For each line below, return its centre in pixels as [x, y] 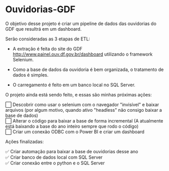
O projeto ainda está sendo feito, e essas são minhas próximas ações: [78, 94]
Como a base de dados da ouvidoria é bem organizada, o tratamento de [88, 69]
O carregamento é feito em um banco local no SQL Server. [74, 85]
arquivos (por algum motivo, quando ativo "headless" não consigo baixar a [83, 110]
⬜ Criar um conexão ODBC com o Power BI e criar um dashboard [75, 132]
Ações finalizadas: [25, 141]
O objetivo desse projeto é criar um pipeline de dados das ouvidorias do [81, 23]
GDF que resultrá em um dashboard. [44, 29]
